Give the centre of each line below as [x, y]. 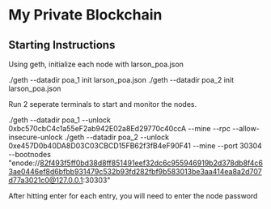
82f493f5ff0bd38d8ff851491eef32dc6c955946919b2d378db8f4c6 [151, 163]
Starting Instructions [62, 45]
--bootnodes [30, 154]
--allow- [246, 128]
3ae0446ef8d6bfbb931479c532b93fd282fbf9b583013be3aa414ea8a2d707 [135, 171]
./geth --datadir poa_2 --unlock [117, 137]
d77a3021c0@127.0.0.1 [46, 180]
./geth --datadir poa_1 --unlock [59, 120]
